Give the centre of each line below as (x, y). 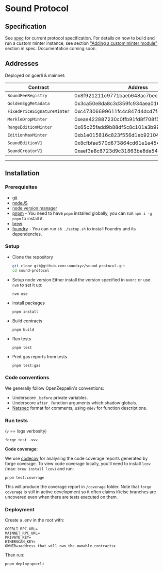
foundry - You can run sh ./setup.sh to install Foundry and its (74, 228)
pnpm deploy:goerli (25, 564)
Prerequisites (21, 187)
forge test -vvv (21, 440)
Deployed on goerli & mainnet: (35, 75)
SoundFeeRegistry (27, 95)
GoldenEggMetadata (29, 103)
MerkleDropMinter (27, 119)
